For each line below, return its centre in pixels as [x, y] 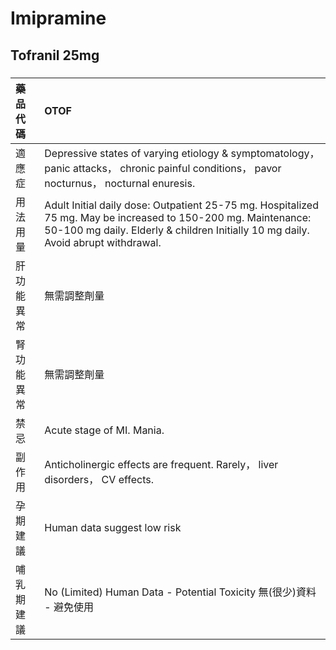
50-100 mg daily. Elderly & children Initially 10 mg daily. [177, 230]
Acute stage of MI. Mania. [104, 430]
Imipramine [58, 18]
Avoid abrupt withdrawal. [103, 242]
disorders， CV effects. [99, 479]
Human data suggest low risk [113, 527]
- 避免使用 [69, 607]
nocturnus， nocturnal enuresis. [120, 183]
